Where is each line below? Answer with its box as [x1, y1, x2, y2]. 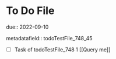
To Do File [6, 4, 55, 18]
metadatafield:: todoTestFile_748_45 [6, 34, 93, 41]
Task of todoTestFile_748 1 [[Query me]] [14, 46, 111, 53]
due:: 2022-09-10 [6, 23, 49, 30]
